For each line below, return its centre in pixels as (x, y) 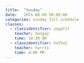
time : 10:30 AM (31, 39)
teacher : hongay (32, 34)
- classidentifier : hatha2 (39, 43)
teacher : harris (32, 48)
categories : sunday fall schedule (42, 19)
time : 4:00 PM (29, 52)
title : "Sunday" (24, 10)
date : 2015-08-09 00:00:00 (36, 15)
